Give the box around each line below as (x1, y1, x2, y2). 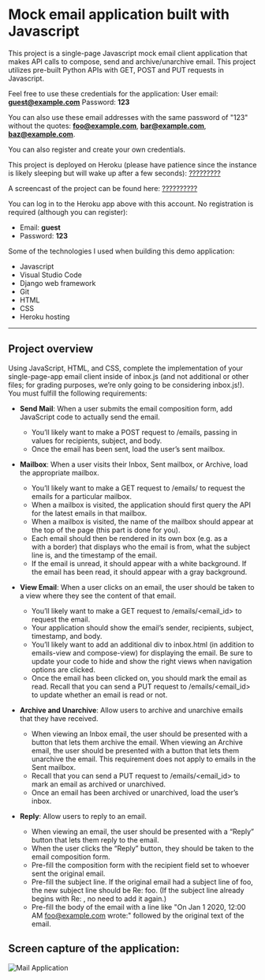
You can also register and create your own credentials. (8, 145, 186, 154)
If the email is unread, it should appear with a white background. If (31, 558, 247, 568)
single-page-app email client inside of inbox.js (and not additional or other (8, 371, 249, 381)
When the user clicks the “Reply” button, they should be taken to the (31, 843, 254, 853)
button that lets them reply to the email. (31, 835, 159, 844)
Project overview (8, 342, 94, 356)
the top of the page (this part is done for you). (31, 525, 181, 535)
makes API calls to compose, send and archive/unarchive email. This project (8, 57, 256, 66)
